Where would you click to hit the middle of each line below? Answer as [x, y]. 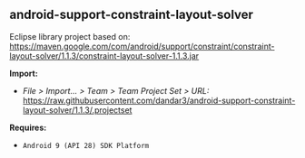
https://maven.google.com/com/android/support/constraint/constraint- [142, 46]
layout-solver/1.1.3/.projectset [77, 110]
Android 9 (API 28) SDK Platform [86, 145]
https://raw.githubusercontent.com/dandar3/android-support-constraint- [159, 100]
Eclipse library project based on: [70, 36]
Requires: [28, 127]
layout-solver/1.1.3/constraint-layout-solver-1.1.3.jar [104, 56]
